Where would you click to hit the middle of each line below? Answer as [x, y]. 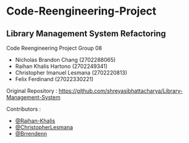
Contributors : [24, 109]
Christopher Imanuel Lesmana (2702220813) [71, 73]
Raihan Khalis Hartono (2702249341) [61, 66]
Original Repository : [32, 91]
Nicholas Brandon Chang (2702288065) [65, 60]
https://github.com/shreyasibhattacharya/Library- [121, 91]
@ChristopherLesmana [44, 127]
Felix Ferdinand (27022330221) [54, 79]
